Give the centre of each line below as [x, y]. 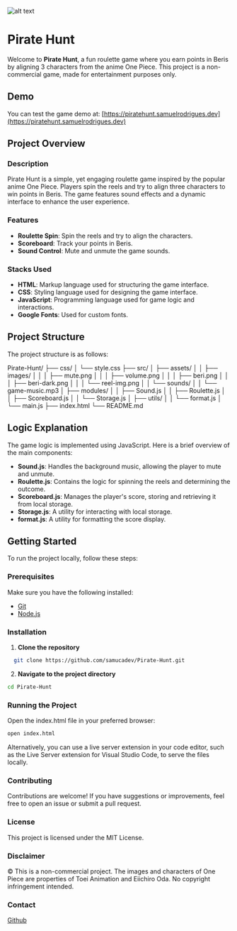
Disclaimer [26, 856]
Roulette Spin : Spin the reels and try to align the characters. [105, 236]
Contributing [30, 781]
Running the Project [42, 705]
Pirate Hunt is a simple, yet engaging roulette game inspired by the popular [116, 179]
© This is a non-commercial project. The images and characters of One [111, 871]
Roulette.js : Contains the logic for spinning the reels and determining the [124, 481]
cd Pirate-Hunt [30, 687]
